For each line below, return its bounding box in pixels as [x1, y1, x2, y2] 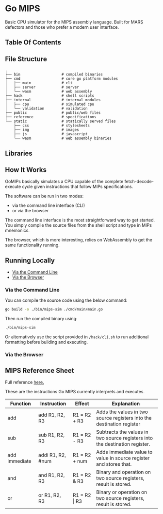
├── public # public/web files [5, 110, 101, 115]
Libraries [5, 149, 33, 157]
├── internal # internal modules [5, 98, 101, 103]
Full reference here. [5, 379, 45, 385]
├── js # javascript [14, 132, 88, 137]
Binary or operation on [96, 489, 147, 496]
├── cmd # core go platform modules [5, 76, 118, 81]
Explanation [112, 400, 140, 407]
